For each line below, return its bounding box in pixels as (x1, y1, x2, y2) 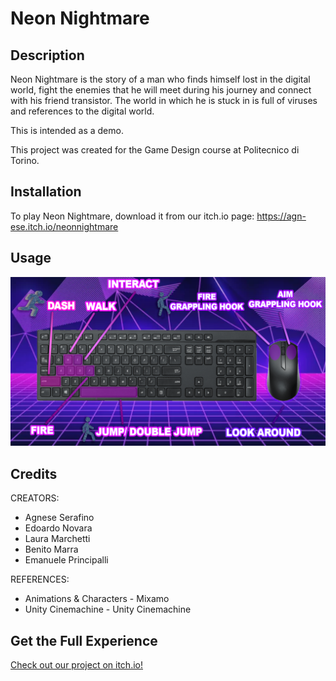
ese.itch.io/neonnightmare (10, 220, 119, 232)
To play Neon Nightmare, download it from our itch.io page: (10, 210, 255, 222)
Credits (10, 465, 58, 482)
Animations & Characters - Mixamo (24, 593, 170, 605)
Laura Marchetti (24, 533, 91, 545)
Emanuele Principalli (24, 554, 109, 566)
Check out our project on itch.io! (10, 658, 143, 671)
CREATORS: (10, 492, 60, 504)
